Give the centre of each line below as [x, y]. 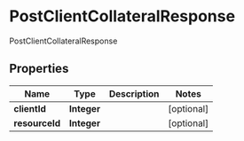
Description [134, 93]
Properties [39, 69]
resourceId [37, 123]
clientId [30, 108]
